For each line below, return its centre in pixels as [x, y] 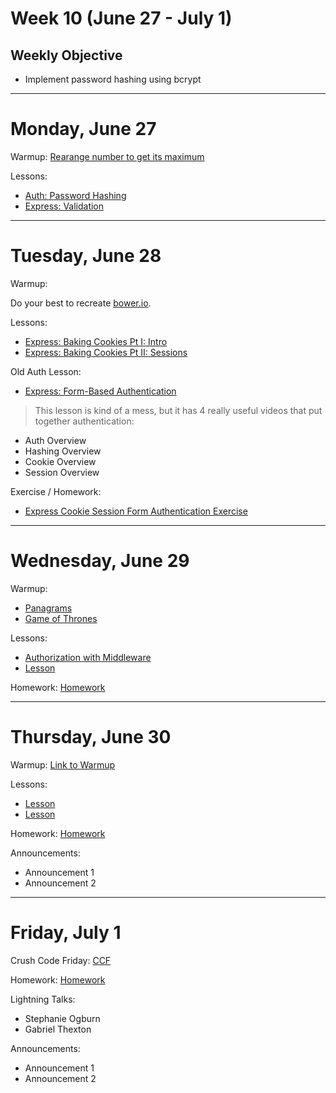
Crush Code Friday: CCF [61, 960]
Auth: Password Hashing [75, 195]
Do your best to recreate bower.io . [81, 303]
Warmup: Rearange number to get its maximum [107, 156]
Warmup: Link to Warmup [63, 764]
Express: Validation [64, 206]
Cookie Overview [60, 461]
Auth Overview [55, 440]
